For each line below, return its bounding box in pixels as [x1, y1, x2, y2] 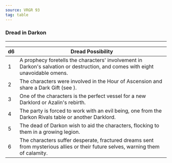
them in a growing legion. [19, 128, 80, 135]
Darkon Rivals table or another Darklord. [19, 113, 116, 120]
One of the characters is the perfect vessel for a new [19, 92, 146, 99]
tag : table [5, 12, 29, 17]
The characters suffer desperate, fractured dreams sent [19, 136, 154, 144]
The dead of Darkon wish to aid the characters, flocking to [19, 121, 160, 129]
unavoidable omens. [19, 69, 68, 76]
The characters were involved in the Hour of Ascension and [19, 77, 163, 85]
